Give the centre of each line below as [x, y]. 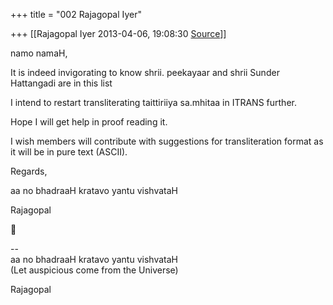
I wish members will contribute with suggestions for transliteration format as [167, 141]
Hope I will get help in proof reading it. [89, 122]
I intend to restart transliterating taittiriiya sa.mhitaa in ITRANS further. [153, 102]
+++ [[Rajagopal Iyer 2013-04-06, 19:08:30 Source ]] [118, 33]
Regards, [29, 171]
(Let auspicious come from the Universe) [94, 270]
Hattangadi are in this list [61, 83]
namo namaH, [39, 53]
